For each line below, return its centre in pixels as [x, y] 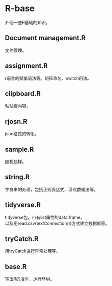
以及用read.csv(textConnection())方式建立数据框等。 [57, 223]
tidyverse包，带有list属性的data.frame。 [45, 217]
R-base [20, 8]
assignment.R [26, 66]
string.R [17, 177]
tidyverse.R [23, 205]
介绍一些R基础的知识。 [28, 22]
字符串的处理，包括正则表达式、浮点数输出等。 [51, 189]
